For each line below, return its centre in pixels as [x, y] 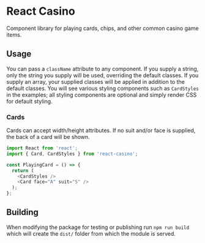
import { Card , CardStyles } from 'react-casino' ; [72, 154]
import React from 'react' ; [42, 148]
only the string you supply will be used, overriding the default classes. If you [102, 75]
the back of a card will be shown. [48, 137]
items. [14, 34]
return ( [23, 170]
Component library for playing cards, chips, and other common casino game [102, 28]
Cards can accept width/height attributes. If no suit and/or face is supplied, [101, 130]
